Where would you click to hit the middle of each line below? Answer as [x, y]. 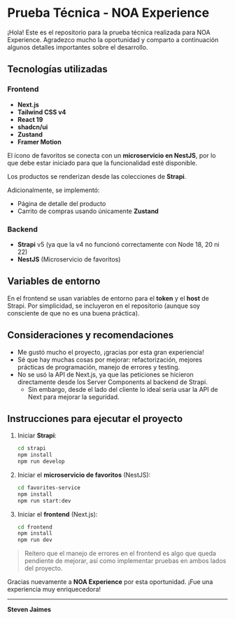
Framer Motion [39, 142]
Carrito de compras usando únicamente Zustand [88, 211]
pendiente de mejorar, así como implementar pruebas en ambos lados [125, 561]
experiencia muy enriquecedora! [54, 590]
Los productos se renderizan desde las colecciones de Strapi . [97, 176]
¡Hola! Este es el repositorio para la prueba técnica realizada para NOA [109, 32]
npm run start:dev [44, 501]
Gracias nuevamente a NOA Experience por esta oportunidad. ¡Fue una [110, 582]
